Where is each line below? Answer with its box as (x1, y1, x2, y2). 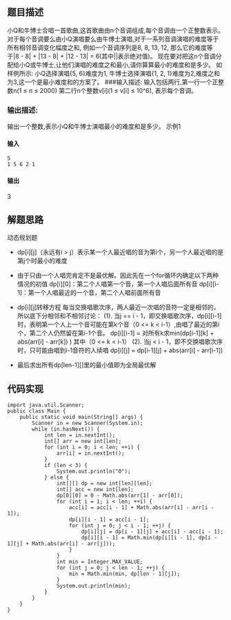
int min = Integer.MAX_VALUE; (56, 559, 143, 566)
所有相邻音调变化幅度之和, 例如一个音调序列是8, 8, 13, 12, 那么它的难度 (7, 43, 207, 52)
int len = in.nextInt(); (43, 432, 116, 439)
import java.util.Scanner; (7, 402, 85, 409)
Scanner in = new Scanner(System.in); (32, 420, 143, 427)
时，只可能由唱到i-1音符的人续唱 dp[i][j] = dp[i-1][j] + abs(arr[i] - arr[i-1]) (17, 347, 223, 355)
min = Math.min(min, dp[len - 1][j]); (68, 570, 181, 577)
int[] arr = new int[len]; (43, 438, 122, 445)
